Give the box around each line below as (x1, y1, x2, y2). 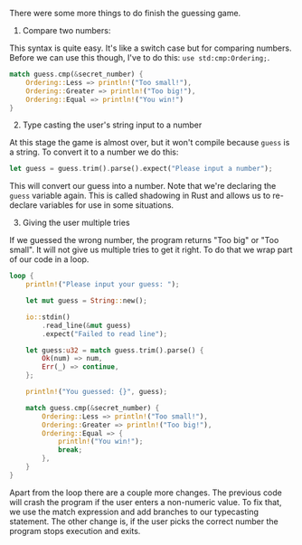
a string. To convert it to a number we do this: (9, 146, 179, 157)
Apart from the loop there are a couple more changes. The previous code (9, 487, 283, 498)
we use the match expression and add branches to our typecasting (9, 506, 260, 517)
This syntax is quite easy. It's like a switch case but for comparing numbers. (9, 42, 292, 53)
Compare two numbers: (22, 25, 111, 35)
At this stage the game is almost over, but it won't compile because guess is (9, 137, 290, 148)
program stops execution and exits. (9, 525, 141, 536)
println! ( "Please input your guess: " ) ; (25, 280, 180, 289)
